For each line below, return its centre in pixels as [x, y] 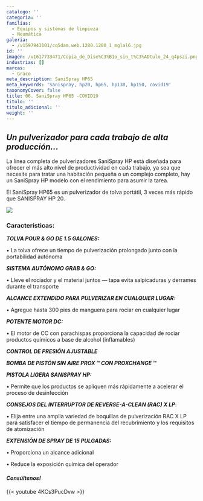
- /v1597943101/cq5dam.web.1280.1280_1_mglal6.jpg [77, 46]
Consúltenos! [24, 478]
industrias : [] [25, 62]
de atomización [25, 429]
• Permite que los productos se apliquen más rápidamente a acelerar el [95, 386]
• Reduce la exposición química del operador [63, 464]
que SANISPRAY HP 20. [36, 199]
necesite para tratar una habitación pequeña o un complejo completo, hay [98, 174]
